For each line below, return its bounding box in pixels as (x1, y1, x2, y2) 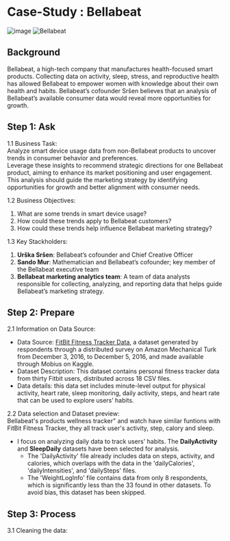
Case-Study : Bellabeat (7, 4, 142, 20)
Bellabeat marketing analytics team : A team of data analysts (16, 272, 190, 281)
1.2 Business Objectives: (7, 196, 76, 204)
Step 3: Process (7, 508, 77, 520)
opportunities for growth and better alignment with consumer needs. (7, 183, 201, 191)
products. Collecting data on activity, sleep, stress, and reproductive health (7, 72, 219, 80)
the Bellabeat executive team (16, 265, 99, 273)
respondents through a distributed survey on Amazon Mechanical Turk (16, 345, 217, 353)
